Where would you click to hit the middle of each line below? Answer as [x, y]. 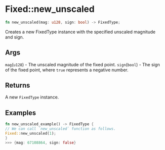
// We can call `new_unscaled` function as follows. [61, 129]
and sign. [15, 37]
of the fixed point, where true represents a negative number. [67, 70]
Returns [18, 85]
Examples [21, 113]
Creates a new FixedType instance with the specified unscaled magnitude [80, 32]
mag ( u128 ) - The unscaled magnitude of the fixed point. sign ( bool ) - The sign [83, 64]
